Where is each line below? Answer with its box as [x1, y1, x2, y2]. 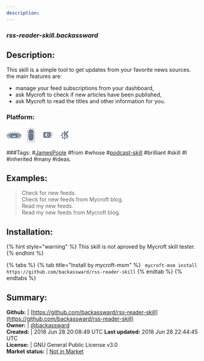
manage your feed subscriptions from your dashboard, [15, 85, 154, 92]
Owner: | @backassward [6, 322, 69, 329]
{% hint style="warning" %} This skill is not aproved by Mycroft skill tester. [6, 243, 195, 250]
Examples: [6, 173, 48, 184]
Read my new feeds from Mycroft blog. [21, 209, 121, 216]
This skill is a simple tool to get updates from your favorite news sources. [6, 66, 192, 74]
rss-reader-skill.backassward [6, 31, 98, 39]
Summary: [6, 292, 47, 303]
